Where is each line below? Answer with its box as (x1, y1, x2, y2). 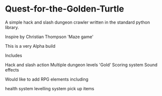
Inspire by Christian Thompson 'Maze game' (5, 34, 94, 40)
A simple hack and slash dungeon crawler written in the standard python (5, 19, 150, 25)
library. (5, 24, 19, 30)
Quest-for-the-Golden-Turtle (5, 3, 125, 14)
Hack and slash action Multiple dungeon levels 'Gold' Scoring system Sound (5, 62, 158, 68)
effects (5, 67, 19, 73)
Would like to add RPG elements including (5, 76, 89, 82)
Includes (5, 52, 22, 58)
